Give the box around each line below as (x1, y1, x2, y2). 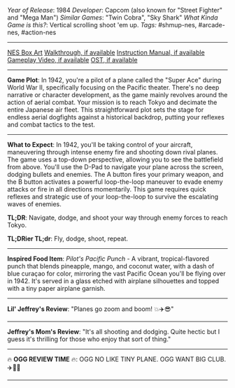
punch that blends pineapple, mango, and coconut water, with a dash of (7, 262, 215, 270)
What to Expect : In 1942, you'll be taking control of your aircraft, (7, 141, 193, 149)
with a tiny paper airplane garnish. (7, 285, 106, 292)
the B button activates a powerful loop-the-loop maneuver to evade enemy (7, 178, 223, 186)
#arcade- (198, 21, 225, 29)
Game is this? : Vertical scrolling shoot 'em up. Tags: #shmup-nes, (7, 21, 197, 29)
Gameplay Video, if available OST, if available (7, 56, 138, 64)
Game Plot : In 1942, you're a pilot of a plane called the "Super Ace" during (7, 76, 222, 84)
